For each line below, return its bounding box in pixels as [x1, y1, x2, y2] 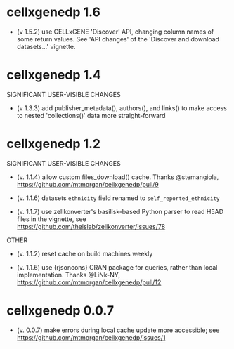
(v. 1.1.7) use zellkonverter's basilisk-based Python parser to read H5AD [16, 207, 224, 216]
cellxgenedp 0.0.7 [6, 303, 115, 318]
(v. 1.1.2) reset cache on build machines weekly [16, 249, 153, 258]
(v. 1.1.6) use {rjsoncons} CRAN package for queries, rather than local [16, 263, 218, 271]
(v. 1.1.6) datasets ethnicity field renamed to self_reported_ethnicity [16, 194, 220, 202]
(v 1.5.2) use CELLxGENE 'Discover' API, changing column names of [16, 27, 214, 36]
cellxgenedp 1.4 [6, 67, 101, 83]
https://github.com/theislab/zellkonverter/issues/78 [16, 222, 166, 230]
